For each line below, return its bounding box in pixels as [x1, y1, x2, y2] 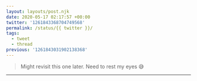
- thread [11, 42, 33, 48]
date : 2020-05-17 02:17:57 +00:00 [6, 14, 91, 20]
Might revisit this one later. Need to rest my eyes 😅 [20, 63, 144, 70]
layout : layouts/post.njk [6, 8, 69, 15]
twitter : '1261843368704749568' [6, 19, 85, 25]
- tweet [11, 36, 30, 42]
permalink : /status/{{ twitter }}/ [6, 25, 93, 31]
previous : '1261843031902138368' [6, 47, 88, 53]
